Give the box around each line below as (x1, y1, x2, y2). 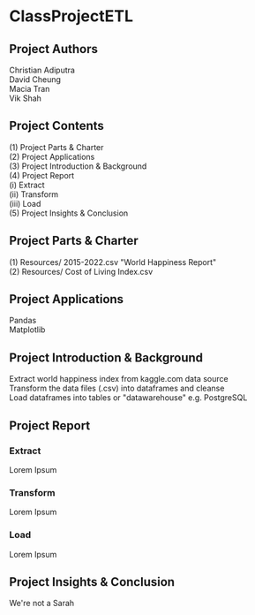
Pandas (9, 315, 37, 326)
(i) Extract (9, 179, 46, 190)
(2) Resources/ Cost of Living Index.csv (9, 266, 154, 277)
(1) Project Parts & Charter (9, 141, 104, 152)
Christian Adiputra (9, 65, 75, 75)
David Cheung (9, 74, 62, 85)
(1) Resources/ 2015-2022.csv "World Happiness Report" (9, 256, 217, 267)
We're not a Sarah (9, 598, 75, 609)
